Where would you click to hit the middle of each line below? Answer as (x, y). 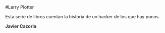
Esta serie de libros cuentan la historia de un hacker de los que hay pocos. (82, 16)
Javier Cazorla (21, 26)
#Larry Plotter (20, 7)
